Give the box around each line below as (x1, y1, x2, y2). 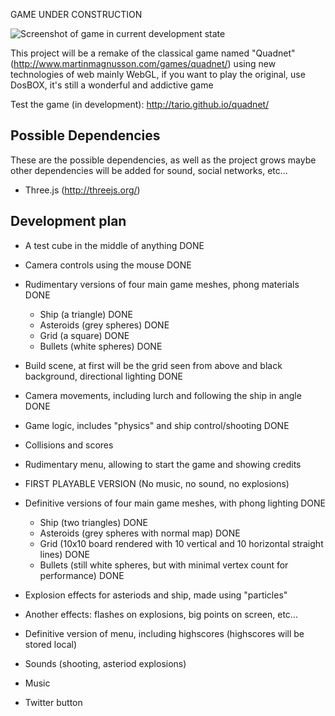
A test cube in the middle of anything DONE (24, 239, 205, 251)
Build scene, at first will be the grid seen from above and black (24, 359, 283, 371)
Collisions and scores (24, 439, 114, 451)
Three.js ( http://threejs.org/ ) (24, 184, 141, 196)
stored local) (24, 638, 78, 650)
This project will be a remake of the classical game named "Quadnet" (10, 47, 296, 59)
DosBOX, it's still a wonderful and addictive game (10, 79, 214, 91)
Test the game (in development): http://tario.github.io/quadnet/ (10, 99, 270, 110)
